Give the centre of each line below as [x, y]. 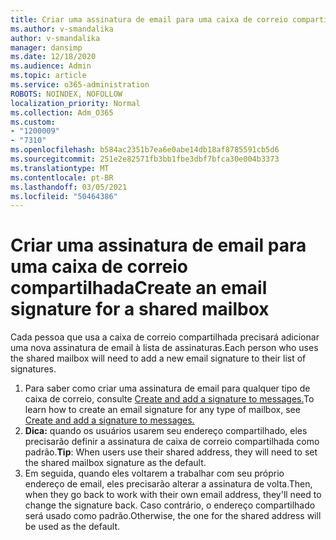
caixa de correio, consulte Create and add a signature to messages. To [169, 399]
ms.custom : [33, 122]
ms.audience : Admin [51, 66]
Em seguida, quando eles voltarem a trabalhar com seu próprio [154, 473]
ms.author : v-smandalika [62, 29]
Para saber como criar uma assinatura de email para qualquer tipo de [167, 388]
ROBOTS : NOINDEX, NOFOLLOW [66, 94]
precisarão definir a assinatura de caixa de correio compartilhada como [172, 442]
